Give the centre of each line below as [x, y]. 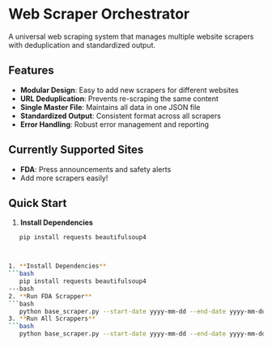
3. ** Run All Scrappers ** [52, 319]
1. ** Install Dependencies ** [57, 266]
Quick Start [38, 203]
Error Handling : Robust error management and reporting [114, 124]
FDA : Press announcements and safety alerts [96, 169]
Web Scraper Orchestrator [99, 14]
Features [31, 71]
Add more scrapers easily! [64, 178]
